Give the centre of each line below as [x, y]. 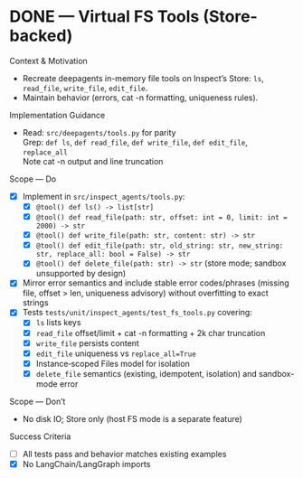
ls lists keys [58, 323]
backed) [41, 36]
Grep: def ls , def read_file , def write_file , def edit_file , [135, 142]
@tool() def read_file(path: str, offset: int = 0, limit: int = [161, 218]
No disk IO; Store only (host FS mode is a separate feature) [132, 418]
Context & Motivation [48, 61]
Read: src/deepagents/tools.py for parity [99, 132]
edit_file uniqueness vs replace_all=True [116, 353]
